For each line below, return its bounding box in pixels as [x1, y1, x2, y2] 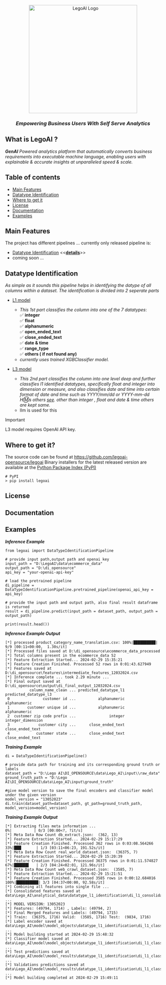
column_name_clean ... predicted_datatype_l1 [29, 688, 125, 693]
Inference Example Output [5, 630, 61, 636]
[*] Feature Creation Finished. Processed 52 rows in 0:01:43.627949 [5, 661, 152, 666]
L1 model [12, 297, 31, 303]
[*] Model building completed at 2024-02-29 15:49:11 [5, 975, 119, 980]
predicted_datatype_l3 [5, 692, 52, 697]
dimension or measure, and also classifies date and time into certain [19, 386, 160, 392]
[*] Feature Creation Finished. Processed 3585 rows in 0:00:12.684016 [5, 876, 156, 881]
